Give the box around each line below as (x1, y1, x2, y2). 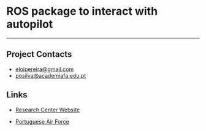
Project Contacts (6, 49, 72, 59)
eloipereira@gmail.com (15, 65, 74, 73)
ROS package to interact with (6, 4, 158, 18)
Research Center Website (15, 106, 80, 113)
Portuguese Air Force (15, 118, 69, 125)
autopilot (6, 17, 53, 31)
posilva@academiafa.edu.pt (15, 72, 86, 79)
